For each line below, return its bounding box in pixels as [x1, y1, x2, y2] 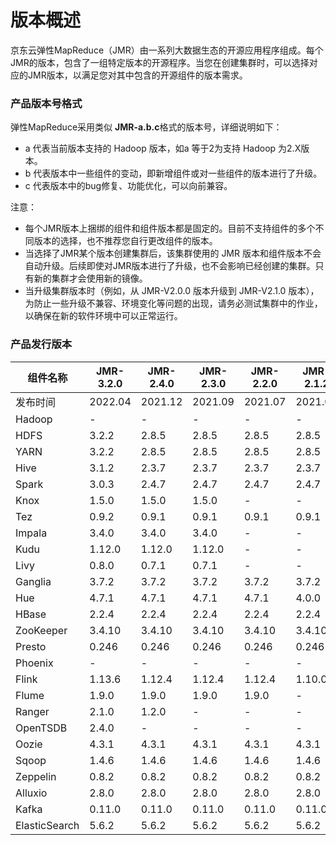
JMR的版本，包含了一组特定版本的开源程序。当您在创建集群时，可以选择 [10, 56, 310, 68]
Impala [15, 526, 48, 540]
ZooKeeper [15, 623, 68, 637]
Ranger [15, 704, 50, 718]
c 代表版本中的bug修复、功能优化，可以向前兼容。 [24, 180, 233, 192]
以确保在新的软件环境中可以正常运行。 [24, 310, 183, 322]
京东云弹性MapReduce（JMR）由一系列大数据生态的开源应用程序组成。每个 [10, 44, 324, 56]
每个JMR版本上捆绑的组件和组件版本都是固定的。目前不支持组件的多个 [24, 222, 316, 235]
